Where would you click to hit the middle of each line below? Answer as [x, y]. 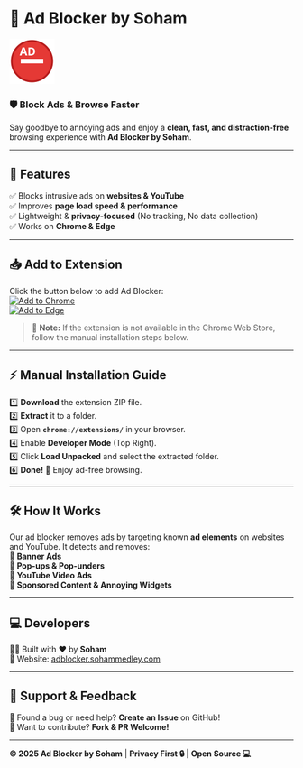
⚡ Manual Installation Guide [88, 375]
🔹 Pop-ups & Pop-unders [57, 566]
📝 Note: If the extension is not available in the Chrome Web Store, [153, 328]
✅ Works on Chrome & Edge [62, 227]
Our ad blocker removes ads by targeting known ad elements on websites [147, 537]
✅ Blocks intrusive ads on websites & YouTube [97, 196]
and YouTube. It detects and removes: [80, 547]
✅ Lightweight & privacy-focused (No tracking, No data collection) [134, 217]
